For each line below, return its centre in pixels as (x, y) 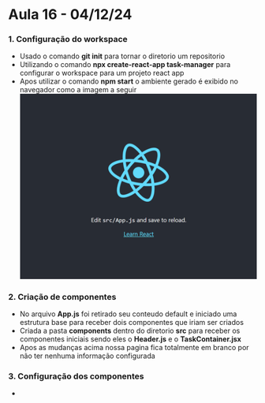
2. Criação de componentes (62, 297)
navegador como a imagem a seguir (78, 90)
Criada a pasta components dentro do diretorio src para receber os (130, 330)
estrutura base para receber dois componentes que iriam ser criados (132, 322)
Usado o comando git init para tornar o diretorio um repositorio (122, 56)
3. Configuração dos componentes (76, 376)
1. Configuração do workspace (68, 39)
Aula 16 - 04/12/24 (70, 15)
